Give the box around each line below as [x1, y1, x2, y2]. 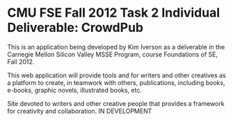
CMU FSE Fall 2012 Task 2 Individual [7, 5, 220, 21]
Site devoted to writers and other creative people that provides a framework [7, 99, 225, 107]
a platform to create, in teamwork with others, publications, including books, [7, 78, 225, 86]
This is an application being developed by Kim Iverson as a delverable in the [7, 43, 225, 51]
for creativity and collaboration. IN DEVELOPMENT [7, 107, 152, 115]
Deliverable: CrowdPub [7, 20, 144, 36]
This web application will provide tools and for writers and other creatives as [7, 71, 226, 79]
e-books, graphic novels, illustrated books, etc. [7, 86, 143, 94]
